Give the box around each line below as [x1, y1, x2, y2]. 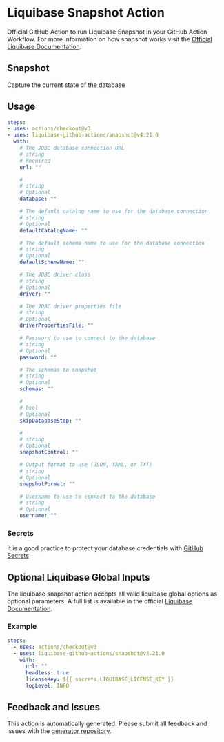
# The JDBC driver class [19, 271, 91, 279]
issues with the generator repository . [7, 727, 112, 735]
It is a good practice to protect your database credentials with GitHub [7, 544, 204, 552]
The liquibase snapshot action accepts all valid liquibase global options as [7, 590, 218, 598]
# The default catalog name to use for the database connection [19, 208, 208, 215]
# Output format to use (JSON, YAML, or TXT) [19, 461, 153, 468]
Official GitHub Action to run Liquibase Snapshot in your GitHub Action [7, 28, 207, 36]
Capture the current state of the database [7, 81, 125, 89]
